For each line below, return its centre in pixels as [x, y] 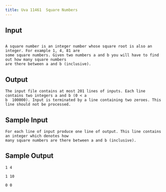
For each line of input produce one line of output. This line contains [83, 132]
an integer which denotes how [37, 136]
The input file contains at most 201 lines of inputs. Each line [75, 91]
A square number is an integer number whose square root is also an [79, 46]
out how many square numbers [36, 60]
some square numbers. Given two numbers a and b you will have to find [82, 55]
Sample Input [26, 120]
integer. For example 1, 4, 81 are [43, 51]
